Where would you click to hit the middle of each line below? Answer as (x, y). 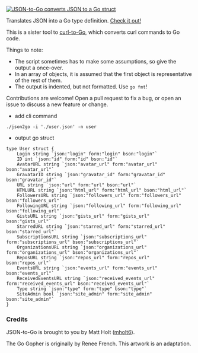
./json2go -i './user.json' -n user (51, 127)
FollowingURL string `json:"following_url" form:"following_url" (99, 206)
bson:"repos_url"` (29, 263)
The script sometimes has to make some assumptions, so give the (95, 61)
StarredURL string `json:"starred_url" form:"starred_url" (91, 227)
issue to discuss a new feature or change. (57, 104)
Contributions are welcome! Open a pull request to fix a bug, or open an (94, 98)
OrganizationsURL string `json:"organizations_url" (82, 247)
